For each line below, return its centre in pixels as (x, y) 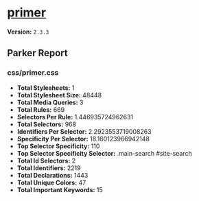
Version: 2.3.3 (28, 32)
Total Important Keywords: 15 (60, 189)
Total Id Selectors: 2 (46, 161)
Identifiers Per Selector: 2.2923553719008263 (84, 131)
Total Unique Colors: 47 (51, 182)
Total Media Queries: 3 (50, 102)
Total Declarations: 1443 (52, 175)
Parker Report (37, 53)
